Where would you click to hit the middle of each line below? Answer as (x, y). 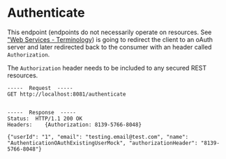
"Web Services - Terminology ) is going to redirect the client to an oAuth (110, 39)
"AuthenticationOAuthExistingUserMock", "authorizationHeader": (103, 143)
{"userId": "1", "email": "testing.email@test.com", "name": (98, 137)
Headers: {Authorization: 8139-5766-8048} (74, 124)
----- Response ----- (42, 112)
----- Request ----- (40, 88)
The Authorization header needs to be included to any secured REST (107, 68)
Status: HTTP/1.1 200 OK (45, 119)
